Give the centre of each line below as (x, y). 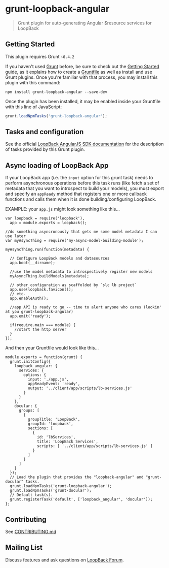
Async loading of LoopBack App (57, 165)
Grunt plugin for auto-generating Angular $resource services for (85, 23)
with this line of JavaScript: (34, 107)
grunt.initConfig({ (30, 362)
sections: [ (40, 428)
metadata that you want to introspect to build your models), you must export (85, 188)
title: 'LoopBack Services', (68, 442)
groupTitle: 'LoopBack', (54, 420)
